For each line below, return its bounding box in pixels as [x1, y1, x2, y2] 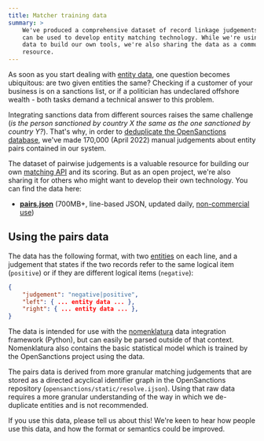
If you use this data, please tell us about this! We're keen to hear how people [8, 416, 255, 425]
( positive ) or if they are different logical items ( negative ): [8, 268, 194, 277]
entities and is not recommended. [39, 401, 149, 410]
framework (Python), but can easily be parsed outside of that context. [8, 335, 234, 345]
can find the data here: [8, 184, 82, 193]
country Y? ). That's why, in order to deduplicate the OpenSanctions [8, 127, 226, 136]
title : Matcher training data [8, 11, 108, 20]
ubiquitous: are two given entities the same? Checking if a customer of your [8, 78, 253, 87]
